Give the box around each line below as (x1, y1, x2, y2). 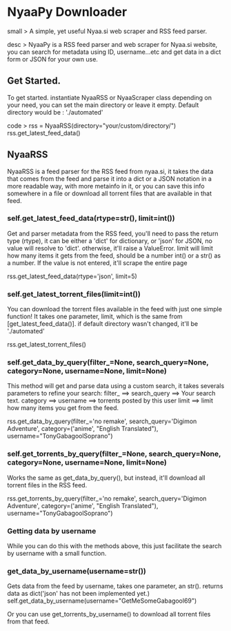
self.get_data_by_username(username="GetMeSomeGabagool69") (7, 596, 197, 605)
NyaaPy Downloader (7, 4, 128, 20)
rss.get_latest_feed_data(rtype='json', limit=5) (7, 272, 138, 280)
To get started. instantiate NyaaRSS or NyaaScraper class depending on (7, 93, 212, 101)
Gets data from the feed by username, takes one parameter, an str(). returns (7, 582, 223, 590)
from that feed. (7, 617, 50, 625)
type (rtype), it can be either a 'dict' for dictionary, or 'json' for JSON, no (7, 236, 212, 245)
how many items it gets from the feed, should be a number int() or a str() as (7, 251, 221, 260)
